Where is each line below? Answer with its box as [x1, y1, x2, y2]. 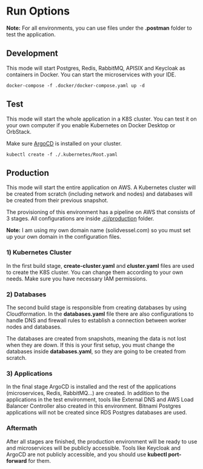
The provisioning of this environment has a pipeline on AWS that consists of [6, 208, 196, 216]
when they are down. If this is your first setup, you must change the [6, 341, 175, 348]
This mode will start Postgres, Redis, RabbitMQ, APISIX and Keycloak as [6, 64, 186, 72]
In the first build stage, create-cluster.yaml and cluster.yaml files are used [6, 262, 195, 269]
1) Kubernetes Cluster [6, 248, 72, 257]
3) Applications [6, 369, 53, 378]
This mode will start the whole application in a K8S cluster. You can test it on [6, 115, 197, 122]
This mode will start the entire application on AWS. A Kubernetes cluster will [6, 184, 196, 191]
